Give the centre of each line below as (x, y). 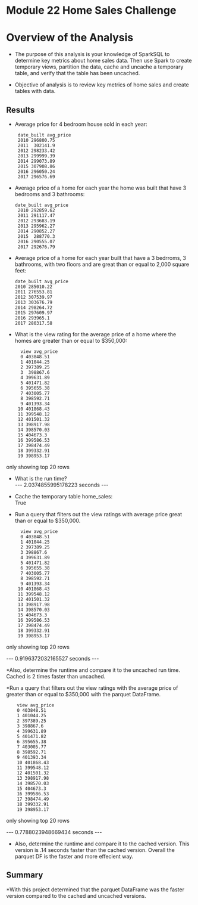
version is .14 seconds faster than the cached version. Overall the (95, 850)
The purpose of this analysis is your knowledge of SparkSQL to (92, 54)
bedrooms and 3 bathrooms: (50, 194)
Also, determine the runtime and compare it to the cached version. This (102, 844)
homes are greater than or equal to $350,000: (71, 340)
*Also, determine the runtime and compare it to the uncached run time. (93, 670)
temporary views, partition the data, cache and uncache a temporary (99, 67)
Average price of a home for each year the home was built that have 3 (100, 188)
